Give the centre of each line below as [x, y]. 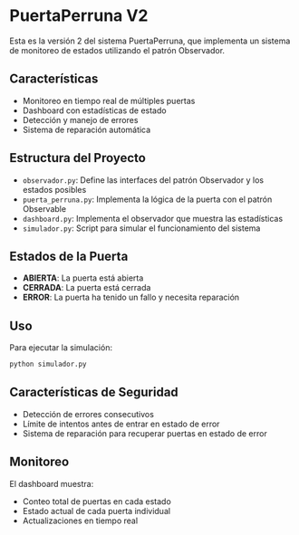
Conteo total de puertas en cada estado [97, 501]
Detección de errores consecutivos [88, 414]
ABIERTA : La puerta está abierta [83, 278]
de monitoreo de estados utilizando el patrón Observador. [117, 50]
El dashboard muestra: [52, 483]
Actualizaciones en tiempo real [80, 521]
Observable [44, 208]
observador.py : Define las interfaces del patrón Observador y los [143, 180]
